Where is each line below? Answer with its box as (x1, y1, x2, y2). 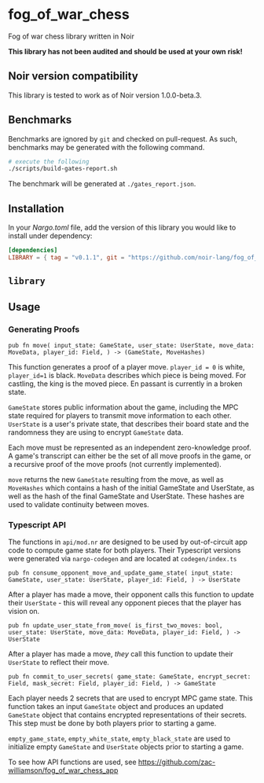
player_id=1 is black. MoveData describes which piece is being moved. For (8, 370, 247, 380)
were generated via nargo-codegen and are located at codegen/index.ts (8, 554, 237, 564)
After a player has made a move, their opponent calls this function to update (8, 590, 255, 599)
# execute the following (8, 157, 90, 166)
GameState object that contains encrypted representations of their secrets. (8, 710, 247, 720)
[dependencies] (8, 246, 58, 255)
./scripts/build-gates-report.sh (8, 165, 118, 173)
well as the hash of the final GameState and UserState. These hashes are (8, 491, 245, 501)
